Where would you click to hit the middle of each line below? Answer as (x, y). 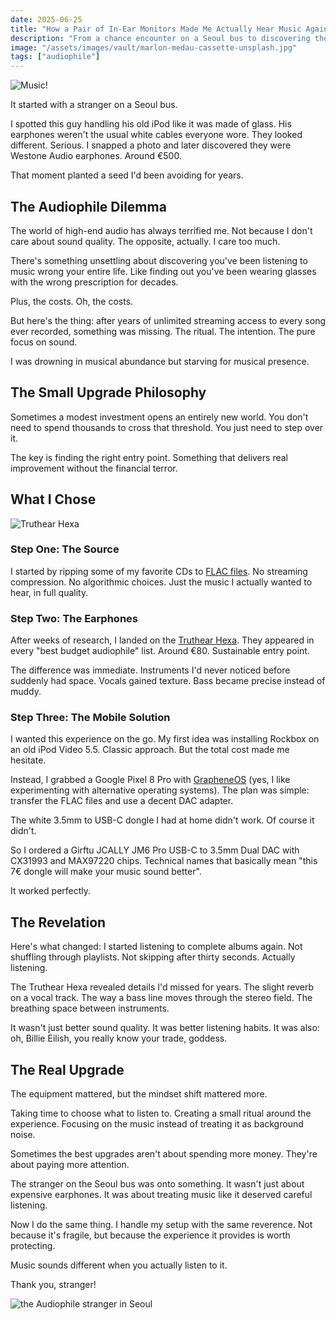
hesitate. (28, 760)
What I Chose (53, 499)
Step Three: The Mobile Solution (90, 718)
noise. (23, 1135)
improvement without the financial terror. (94, 468)
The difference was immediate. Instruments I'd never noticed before (150, 670)
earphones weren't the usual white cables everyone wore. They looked (156, 135)
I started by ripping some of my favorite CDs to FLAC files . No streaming (159, 571)
